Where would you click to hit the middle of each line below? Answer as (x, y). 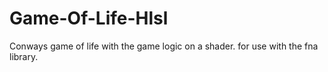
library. (24, 56)
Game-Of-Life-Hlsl (89, 18)
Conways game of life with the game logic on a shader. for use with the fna (164, 46)
